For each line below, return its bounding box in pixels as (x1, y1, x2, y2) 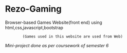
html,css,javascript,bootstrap (5, 24, 63, 30)
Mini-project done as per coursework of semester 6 (5, 42, 109, 48)
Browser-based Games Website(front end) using (5, 19, 102, 25)
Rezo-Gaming (5, 3, 62, 15)
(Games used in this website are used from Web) (22, 34, 123, 39)
